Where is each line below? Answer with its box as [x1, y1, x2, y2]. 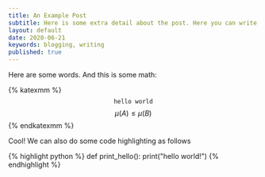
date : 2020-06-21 [8, 33, 66, 42]
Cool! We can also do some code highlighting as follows [8, 136, 191, 145]
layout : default [8, 26, 62, 34]
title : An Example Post [8, 11, 87, 20]
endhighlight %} [8, 160, 61, 169]
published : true [8, 48, 62, 56]
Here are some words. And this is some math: [8, 70, 157, 79]
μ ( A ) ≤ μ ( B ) [114, 108, 152, 118]
